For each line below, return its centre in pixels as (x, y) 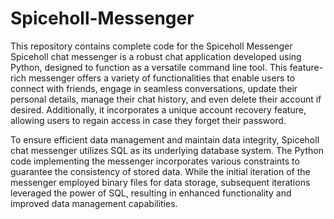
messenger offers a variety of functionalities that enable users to (162, 78)
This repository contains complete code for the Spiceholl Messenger (151, 46)
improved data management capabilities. (94, 203)
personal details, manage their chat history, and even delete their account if (166, 99)
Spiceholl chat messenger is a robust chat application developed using (156, 56)
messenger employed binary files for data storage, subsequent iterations (160, 182)
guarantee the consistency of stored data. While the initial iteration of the (160, 171)
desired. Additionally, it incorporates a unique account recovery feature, (158, 109)
